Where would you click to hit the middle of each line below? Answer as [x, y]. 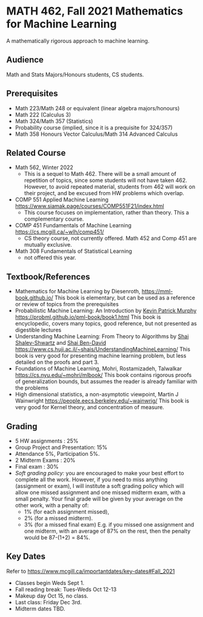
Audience [25, 60]
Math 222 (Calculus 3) [43, 115]
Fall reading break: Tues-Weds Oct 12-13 [66, 589]
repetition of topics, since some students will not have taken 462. [105, 181]
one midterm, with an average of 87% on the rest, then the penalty [107, 531]
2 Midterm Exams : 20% [45, 460]
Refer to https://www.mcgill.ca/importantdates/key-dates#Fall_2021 [91, 571]
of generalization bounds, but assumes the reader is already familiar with [106, 382]
